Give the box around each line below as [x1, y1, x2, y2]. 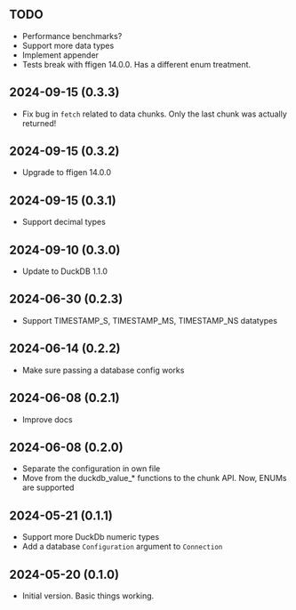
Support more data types [21, 40, 115, 51]
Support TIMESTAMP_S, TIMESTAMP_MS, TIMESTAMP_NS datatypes [21, 315, 278, 325]
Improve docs [21, 413, 73, 425]
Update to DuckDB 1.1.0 [21, 266, 108, 277]
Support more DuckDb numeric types [21, 532, 160, 542]
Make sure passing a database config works [21, 365, 185, 375]
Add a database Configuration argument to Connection [21, 542, 223, 552]
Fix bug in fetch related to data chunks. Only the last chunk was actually [21, 108, 287, 119]
